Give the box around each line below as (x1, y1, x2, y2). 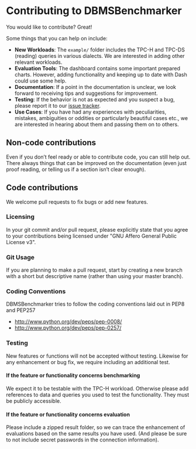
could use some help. (14, 77, 67, 84)
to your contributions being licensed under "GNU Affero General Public (6, 232, 177, 239)
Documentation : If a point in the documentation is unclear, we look (14, 83, 177, 90)
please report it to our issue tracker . (14, 102, 101, 109)
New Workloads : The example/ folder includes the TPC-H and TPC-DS (14, 46, 185, 53)
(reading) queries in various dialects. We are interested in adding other (14, 52, 185, 59)
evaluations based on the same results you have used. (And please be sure (6, 430, 187, 437)
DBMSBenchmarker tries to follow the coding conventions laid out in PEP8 (6, 300, 185, 308)
